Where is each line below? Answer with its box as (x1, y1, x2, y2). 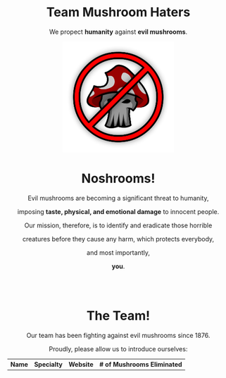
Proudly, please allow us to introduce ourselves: (49, 344, 188, 353)
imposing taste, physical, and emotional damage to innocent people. (17, 207, 220, 215)
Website (68, 360, 94, 369)
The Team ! (86, 308, 151, 324)
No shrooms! (81, 170, 156, 187)
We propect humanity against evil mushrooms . (49, 27, 188, 36)
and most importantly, (87, 248, 150, 257)
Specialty (34, 360, 63, 369)
